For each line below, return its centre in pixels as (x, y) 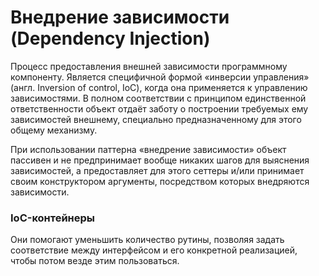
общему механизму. (54, 130)
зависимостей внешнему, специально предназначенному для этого (156, 119)
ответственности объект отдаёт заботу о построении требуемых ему (159, 108)
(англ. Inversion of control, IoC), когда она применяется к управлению (159, 87)
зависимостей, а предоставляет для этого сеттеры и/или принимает (157, 170)
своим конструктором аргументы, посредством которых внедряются (160, 181)
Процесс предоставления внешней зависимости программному (149, 66)
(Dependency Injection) (110, 38)
